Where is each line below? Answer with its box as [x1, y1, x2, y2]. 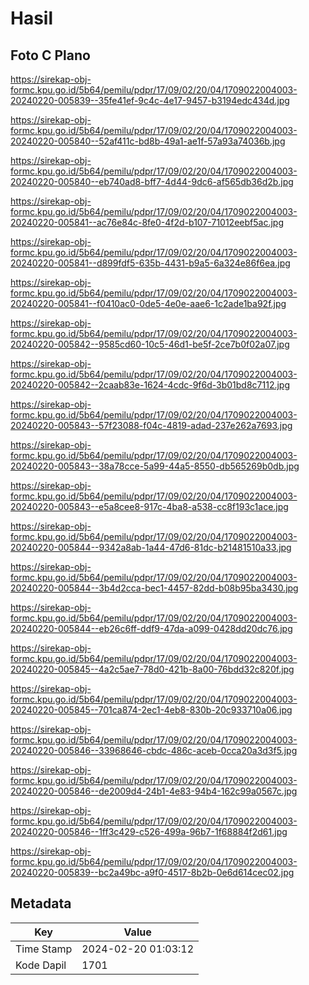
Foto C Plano [10, 47, 91, 64]
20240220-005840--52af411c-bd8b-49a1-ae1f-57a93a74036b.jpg [10, 135, 286, 147]
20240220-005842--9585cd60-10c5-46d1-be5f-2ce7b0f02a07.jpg [10, 338, 290, 350]
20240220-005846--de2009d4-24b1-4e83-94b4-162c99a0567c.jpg [10, 785, 298, 797]
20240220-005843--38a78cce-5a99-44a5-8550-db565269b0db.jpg [10, 460, 300, 472]
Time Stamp [15, 942, 73, 956]
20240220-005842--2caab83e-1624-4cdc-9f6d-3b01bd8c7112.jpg [10, 379, 291, 391]
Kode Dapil [15, 958, 67, 972]
